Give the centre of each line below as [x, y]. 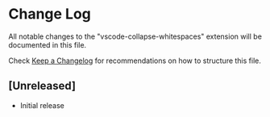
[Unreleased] [42, 86]
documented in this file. [48, 44]
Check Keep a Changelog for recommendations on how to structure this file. [135, 61]
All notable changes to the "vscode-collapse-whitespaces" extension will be [135, 36]
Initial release [42, 105]
